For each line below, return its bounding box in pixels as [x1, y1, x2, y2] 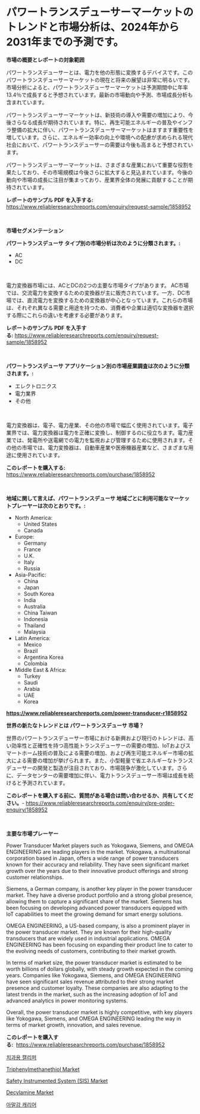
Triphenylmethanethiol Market [6, 1066, 80, 1073]
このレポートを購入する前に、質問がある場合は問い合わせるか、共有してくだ [6, 792, 193, 799]
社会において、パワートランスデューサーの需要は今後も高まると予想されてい [6, 141, 193, 148]
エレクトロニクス [14, 382, 57, 390]
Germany [23, 539, 46, 547]
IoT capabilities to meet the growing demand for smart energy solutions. [6, 911, 183, 918]
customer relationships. [6, 874, 64, 881]
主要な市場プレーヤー [6, 830, 58, 837]
